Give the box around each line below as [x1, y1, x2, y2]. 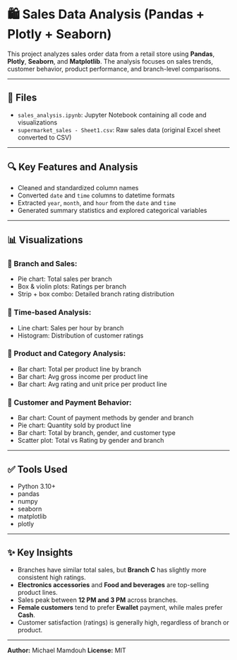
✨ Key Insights [7, 547, 73, 559]
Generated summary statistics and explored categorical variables [17, 206, 207, 214]
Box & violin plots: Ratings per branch [17, 282, 127, 291]
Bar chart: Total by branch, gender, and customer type [17, 429, 176, 437]
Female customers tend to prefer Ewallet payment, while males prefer [17, 603, 223, 611]
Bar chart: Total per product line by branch [17, 364, 142, 373]
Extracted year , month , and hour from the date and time [17, 198, 176, 207]
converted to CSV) [17, 133, 72, 141]
